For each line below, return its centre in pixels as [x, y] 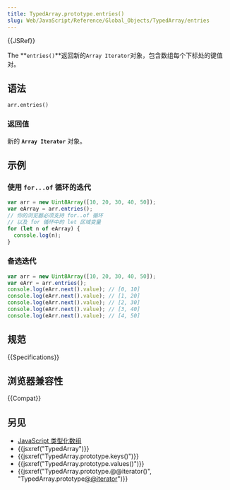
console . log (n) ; [37, 235]
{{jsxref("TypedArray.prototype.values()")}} [81, 464]
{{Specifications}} [34, 357]
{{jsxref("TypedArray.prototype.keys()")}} [78, 456]
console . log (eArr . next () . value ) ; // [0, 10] [74, 290]
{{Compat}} [24, 398]
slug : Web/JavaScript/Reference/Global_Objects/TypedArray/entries [109, 21]
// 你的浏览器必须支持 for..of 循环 [55, 216]
